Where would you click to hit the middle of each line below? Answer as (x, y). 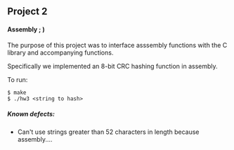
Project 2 (27, 12)
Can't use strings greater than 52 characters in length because (108, 132)
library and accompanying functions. (60, 53)
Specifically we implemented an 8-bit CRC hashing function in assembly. (112, 66)
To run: (18, 79)
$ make (17, 93)
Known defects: (31, 114)
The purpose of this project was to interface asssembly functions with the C (117, 45)
